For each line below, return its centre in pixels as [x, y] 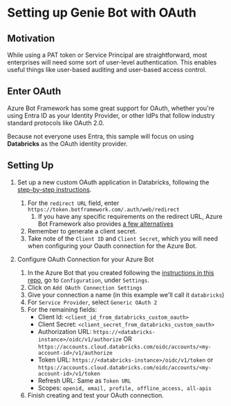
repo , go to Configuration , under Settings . [89, 280]
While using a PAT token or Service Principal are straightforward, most [107, 55]
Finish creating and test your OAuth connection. [95, 395]
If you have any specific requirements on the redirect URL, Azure [130, 216]
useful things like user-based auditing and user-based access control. [107, 70]
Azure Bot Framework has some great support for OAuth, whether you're [111, 108]
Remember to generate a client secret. [82, 231]
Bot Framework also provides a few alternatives [106, 224]
